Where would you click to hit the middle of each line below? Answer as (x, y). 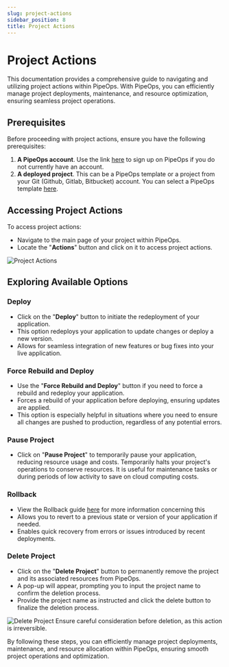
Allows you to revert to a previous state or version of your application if (117, 517)
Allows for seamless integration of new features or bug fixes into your (115, 345)
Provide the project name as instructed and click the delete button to (114, 600)
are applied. (34, 407)
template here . (37, 189)
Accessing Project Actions (65, 210)
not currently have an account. (60, 167)
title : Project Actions (41, 26)
